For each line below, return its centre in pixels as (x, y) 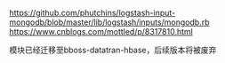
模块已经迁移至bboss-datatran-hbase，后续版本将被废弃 (113, 50)
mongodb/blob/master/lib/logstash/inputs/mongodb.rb (109, 22)
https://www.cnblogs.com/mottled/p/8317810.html (101, 31)
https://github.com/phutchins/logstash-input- (92, 13)
